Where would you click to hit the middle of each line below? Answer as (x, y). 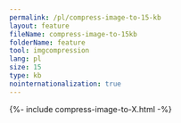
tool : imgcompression (49, 51)
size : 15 (25, 68)
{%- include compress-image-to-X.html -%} (90, 109)
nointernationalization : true (66, 84)
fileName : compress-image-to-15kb (74, 34)
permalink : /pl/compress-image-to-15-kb (86, 17)
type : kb (25, 76)
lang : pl (25, 59)
